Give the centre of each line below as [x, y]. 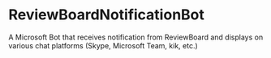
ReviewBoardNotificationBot [107, 15]
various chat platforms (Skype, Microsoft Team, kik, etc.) [103, 45]
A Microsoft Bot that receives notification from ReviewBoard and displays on [136, 37]
